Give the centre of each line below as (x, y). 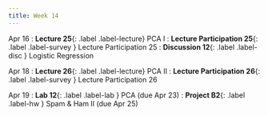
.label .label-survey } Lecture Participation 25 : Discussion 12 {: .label (122, 47)
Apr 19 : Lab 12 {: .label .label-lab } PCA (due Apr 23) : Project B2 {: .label (127, 95)
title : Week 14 (34, 16)
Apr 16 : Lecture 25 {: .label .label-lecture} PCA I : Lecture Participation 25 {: (133, 38)
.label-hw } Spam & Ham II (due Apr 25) (73, 103)
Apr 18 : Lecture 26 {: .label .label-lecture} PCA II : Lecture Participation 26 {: (134, 71)
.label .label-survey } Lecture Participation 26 (83, 79)
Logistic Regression (62, 55)
